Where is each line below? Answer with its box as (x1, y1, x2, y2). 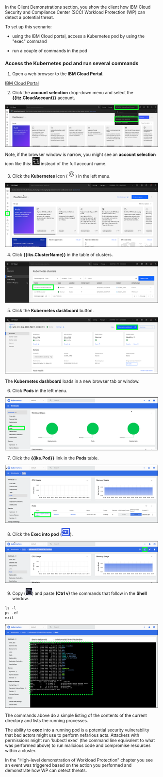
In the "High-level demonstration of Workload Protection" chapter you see (5, 757, 153, 763)
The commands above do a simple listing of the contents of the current (5, 712, 147, 718)
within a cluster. (5, 748, 37, 754)
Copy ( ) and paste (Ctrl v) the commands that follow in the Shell (12, 591, 147, 596)
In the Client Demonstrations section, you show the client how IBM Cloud (5, 4, 151, 10)
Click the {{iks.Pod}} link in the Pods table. (12, 455, 99, 461)
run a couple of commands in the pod (12, 48, 87, 53)
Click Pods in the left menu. (12, 388, 67, 393)
